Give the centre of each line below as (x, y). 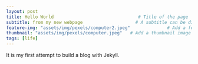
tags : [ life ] (22, 38)
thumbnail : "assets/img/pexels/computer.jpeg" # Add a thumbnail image (99, 33)
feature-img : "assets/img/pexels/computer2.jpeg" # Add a (96, 28)
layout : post (22, 11)
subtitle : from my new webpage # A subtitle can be (96, 22)
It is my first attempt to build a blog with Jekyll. (63, 55)
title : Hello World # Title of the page (97, 17)
